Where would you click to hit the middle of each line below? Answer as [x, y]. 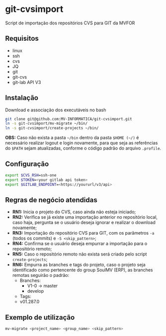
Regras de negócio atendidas [51, 200]
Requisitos [22, 39]
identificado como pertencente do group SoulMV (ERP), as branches [83, 270]
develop [35, 291]
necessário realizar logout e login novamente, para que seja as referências [82, 143]
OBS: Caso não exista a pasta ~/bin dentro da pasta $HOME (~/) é [72, 138]
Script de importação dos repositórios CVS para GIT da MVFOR [70, 23]
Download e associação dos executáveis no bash [56, 110]
